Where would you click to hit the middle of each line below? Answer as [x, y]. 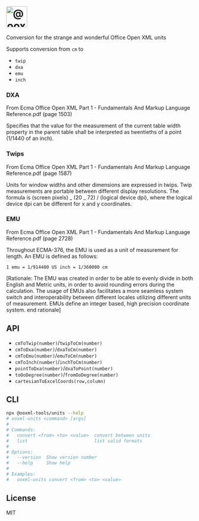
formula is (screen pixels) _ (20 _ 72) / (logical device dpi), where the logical [99, 197]
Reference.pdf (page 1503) [39, 114]
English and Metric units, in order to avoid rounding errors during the [90, 284]
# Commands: [21, 430]
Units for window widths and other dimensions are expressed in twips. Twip [99, 185]
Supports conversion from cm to [45, 49]
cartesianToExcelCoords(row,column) [60, 381]
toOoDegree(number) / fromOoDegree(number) [66, 375]
